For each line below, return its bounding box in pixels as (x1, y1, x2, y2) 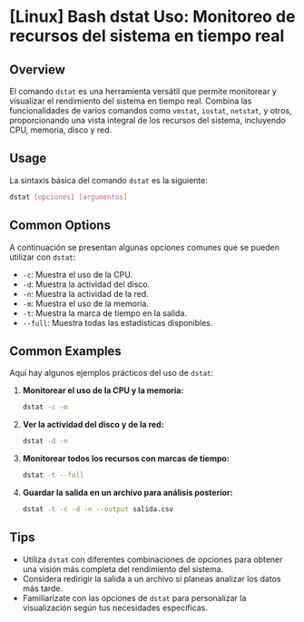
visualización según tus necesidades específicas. (22, 602, 209, 613)
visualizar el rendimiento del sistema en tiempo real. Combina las (9, 95, 252, 106)
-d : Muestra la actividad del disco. (22, 279, 151, 290)
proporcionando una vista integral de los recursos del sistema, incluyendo (9, 115, 286, 125)
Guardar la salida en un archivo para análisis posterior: (22, 487, 233, 498)
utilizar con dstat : (9, 252, 76, 262)
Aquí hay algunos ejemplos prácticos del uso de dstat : (9, 368, 214, 379)
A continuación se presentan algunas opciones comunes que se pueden (9, 242, 279, 252)
